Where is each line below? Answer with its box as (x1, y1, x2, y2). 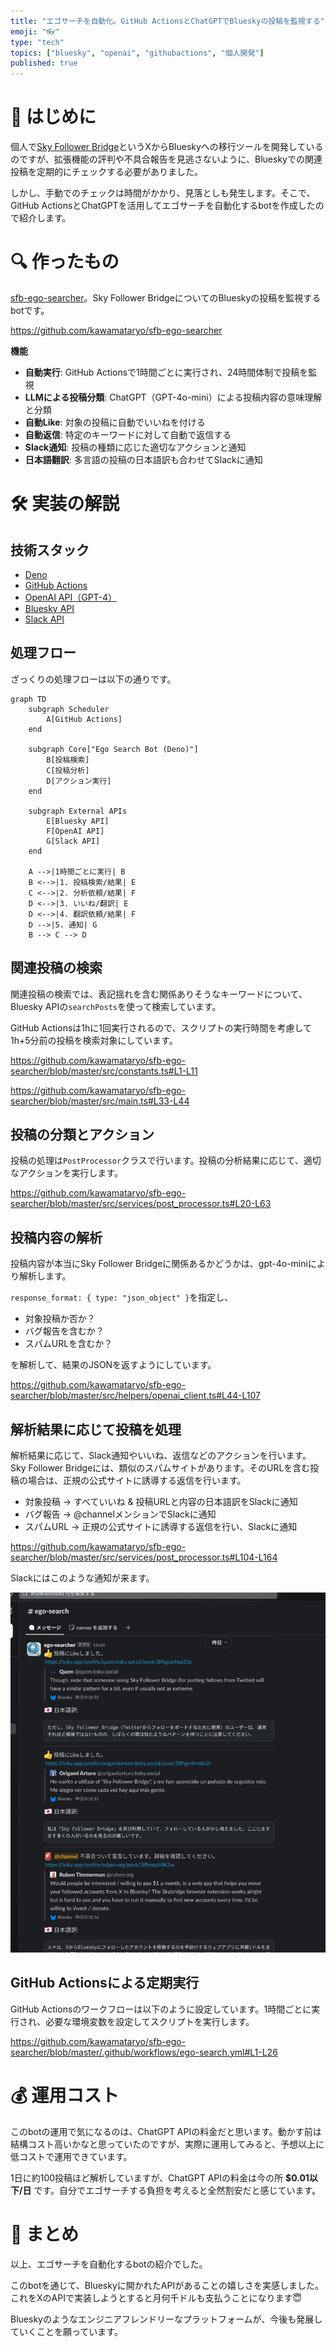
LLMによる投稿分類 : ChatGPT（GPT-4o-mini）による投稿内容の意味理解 (24, 391, 323, 403)
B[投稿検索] (46, 755, 90, 765)
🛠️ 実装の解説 (10, 493, 120, 515)
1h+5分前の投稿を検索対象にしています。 (10, 1034, 178, 1046)
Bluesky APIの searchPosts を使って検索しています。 (10, 1000, 222, 1012)
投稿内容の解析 (10, 1229, 103, 1246)
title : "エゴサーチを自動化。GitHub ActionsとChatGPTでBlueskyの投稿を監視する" (10, 16, 325, 26)
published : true (10, 58, 78, 69)
